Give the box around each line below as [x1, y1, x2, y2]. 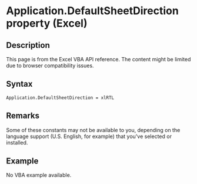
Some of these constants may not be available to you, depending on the [6, 126, 181, 133]
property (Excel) [6, 17, 88, 30]
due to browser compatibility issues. [6, 62, 94, 69]
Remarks [6, 111, 40, 121]
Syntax [6, 79, 33, 89]
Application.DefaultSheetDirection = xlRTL [6, 94, 115, 101]
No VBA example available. [6, 172, 72, 179]
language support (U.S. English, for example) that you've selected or [6, 133, 172, 140]
